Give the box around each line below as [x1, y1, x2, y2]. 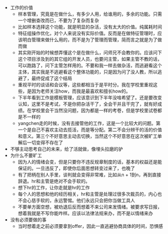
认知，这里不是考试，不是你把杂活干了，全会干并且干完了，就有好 [17, 101, 158, 107]
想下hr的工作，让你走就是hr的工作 [17, 185, 90, 190]
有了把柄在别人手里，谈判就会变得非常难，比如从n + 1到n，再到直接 [17, 172, 161, 177]
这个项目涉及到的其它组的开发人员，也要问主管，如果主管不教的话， [17, 56, 162, 62]
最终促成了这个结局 [31, 75, 72, 81]
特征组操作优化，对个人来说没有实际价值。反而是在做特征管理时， [17, 30, 158, 36]
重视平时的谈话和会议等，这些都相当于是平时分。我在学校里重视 [17, 82, 153, 87]
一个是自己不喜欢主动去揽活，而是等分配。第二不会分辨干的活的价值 [17, 127, 162, 133]
